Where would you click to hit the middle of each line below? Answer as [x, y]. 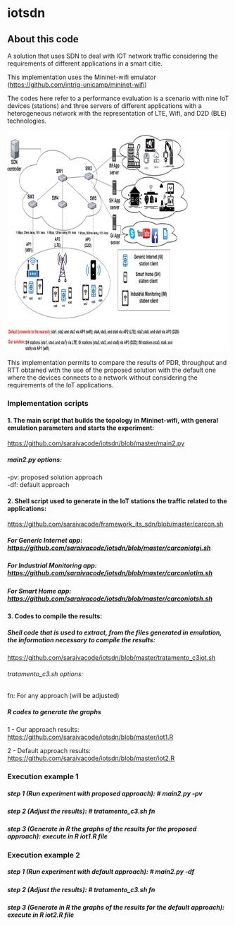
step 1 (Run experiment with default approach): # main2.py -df [101, 872]
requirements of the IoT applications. [61, 385]
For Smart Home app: [39, 591]
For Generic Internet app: [45, 540]
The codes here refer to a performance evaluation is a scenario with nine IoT [118, 98]
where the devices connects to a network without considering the [103, 378]
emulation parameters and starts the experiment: [81, 428]
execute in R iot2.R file [41, 915]
